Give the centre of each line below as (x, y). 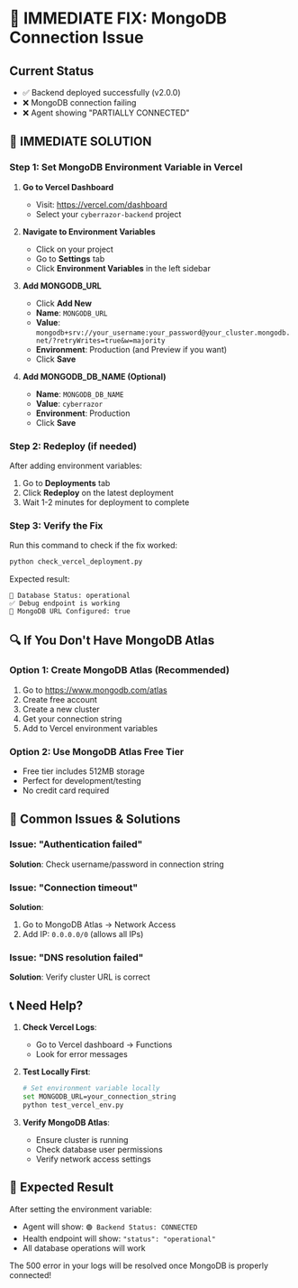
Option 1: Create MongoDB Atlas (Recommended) (119, 670)
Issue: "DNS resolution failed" (77, 958)
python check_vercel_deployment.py (76, 562)
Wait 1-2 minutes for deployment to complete (106, 502)
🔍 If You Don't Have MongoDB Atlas (112, 640)
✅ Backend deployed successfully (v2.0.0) (101, 92)
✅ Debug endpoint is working (65, 603)
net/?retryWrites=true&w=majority (100, 340)
